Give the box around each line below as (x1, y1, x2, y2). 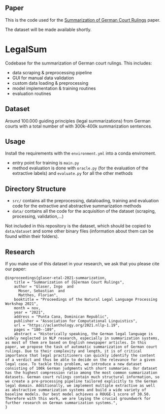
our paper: (5, 266, 27, 272)
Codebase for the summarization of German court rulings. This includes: (5, 60, 152, 66)
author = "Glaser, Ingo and (14, 284, 74, 289)
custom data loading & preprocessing (12, 80, 89, 86)
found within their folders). (5, 233, 59, 239)
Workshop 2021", (5, 301, 38, 306)
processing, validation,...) (12, 214, 64, 220)
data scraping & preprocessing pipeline (12, 69, 92, 75)
